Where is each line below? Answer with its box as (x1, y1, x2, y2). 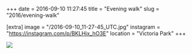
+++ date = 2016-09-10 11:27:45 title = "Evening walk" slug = (6, 5, 160, 12)
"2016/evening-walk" (6, 12, 60, 19)
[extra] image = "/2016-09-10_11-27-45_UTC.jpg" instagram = (6, 24, 160, 30)
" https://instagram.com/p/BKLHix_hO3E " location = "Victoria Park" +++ (6, 30, 187, 37)
